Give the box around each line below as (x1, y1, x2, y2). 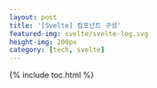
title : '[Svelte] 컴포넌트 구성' (9, 21, 122, 30)
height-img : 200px (9, 37, 77, 47)
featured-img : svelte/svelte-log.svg (9, 29, 149, 38)
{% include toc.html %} (9, 70, 95, 80)
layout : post (9, 12, 58, 22)
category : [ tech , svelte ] (9, 46, 105, 55)
